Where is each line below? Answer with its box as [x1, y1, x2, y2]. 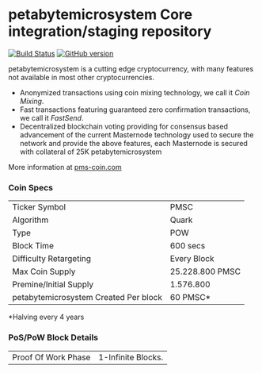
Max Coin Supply [12, 266, 76, 277]
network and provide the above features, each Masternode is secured [19, 138, 248, 148]
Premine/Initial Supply [12, 279, 93, 290]
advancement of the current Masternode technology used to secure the [19, 129, 254, 140]
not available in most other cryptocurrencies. [8, 72, 154, 82]
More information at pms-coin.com [8, 162, 122, 171]
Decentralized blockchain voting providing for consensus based [19, 121, 228, 131]
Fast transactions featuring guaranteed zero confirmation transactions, [19, 105, 251, 114]
